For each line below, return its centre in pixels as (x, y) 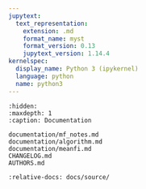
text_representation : (52, 24)
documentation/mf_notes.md (54, 135)
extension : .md (48, 31)
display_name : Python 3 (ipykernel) (77, 69)
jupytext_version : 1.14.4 (67, 54)
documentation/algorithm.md (56, 142)
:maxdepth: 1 (30, 113)
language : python (45, 76)
